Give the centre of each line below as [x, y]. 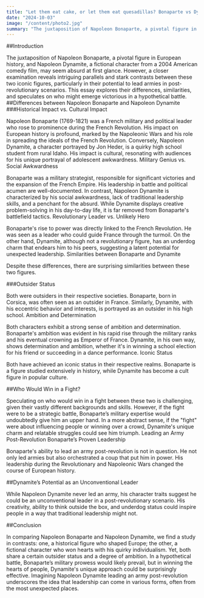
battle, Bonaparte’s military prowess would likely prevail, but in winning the [100, 563]
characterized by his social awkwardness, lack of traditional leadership [95, 197]
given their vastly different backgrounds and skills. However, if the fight [95, 408]
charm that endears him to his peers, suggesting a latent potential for [93, 248]
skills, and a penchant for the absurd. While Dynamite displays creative [95, 204]
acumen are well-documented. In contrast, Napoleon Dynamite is [88, 191]
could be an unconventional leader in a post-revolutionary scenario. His [96, 500]
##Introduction [25, 46]
